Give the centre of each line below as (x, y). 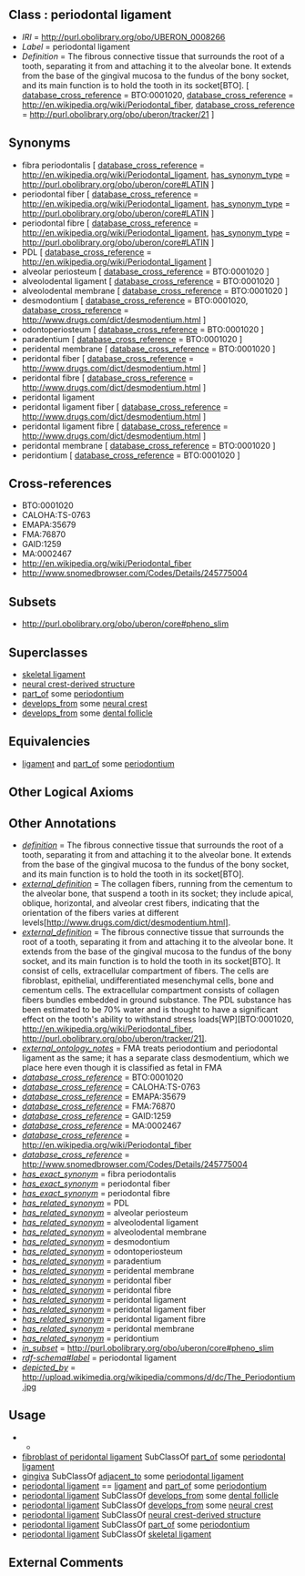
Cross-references (61, 484)
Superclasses (48, 652)
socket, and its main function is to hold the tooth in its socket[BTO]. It (151, 961)
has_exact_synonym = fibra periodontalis (99, 1174)
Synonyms (40, 143)
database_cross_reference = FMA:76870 (98, 1106)
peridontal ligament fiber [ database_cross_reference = (125, 407)
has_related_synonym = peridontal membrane (108, 1329)
